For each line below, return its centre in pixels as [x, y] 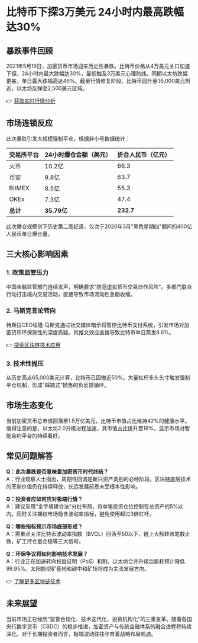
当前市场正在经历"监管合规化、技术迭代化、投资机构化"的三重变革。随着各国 [99, 619]
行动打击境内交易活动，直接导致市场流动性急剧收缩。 [71, 294]
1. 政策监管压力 [27, 273]
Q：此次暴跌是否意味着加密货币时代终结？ [57, 471]
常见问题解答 [30, 456]
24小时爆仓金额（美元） [78, 155]
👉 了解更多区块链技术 [33, 581]
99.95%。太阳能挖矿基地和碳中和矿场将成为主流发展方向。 [78, 568]
